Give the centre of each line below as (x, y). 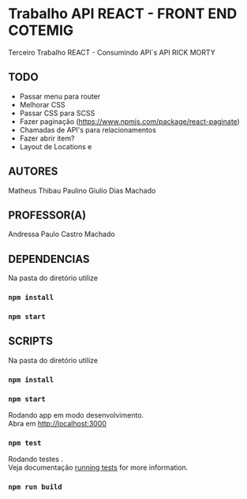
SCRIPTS (31, 341)
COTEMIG (41, 30)
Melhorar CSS (42, 104)
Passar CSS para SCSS (57, 113)
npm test (25, 443)
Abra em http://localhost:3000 (57, 424)
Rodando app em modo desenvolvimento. (76, 415)
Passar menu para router (60, 96)
